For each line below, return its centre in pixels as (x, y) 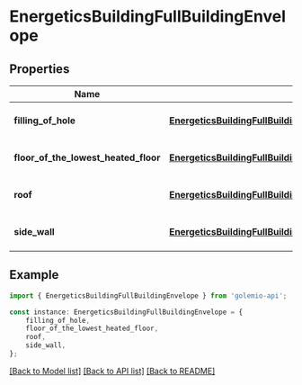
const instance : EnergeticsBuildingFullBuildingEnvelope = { (126, 312)
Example (34, 275)
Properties (40, 69)
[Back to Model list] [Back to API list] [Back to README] (112, 371)
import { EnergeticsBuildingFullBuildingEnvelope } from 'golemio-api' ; (148, 295)
